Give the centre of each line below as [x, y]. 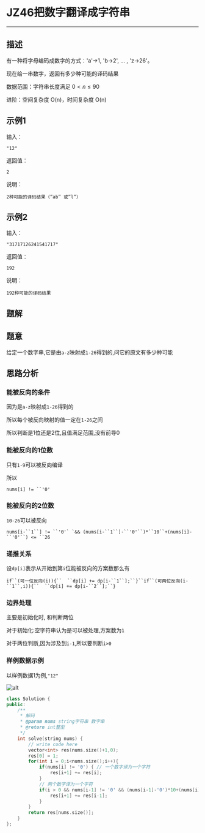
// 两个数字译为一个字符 [66, 784]
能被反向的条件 [28, 392]
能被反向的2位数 [30, 506]
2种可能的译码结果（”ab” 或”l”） [44, 197]
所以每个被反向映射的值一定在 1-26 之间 [55, 420]
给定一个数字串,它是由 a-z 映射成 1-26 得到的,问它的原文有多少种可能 [90, 352]
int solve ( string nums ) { [50, 739]
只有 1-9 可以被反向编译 [34, 465]
